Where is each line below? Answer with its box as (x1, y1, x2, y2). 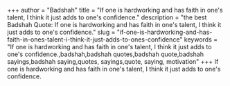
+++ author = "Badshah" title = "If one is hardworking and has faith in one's (7, 6, 223, 14)
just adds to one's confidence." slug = (7, 28, 116, 36)
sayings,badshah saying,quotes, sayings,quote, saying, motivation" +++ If (7, 58, 219, 65)
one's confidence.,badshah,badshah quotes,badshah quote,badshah (7, 50, 204, 58)
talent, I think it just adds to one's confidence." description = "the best (7, 13, 207, 21)
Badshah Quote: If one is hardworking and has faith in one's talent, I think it (7, 21, 222, 28)
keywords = (184, 35, 218, 44)
